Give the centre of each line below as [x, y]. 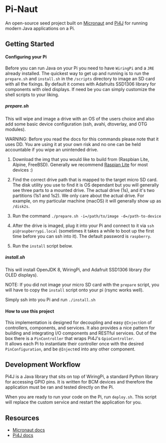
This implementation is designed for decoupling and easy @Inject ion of [78, 322]
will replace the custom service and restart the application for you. [73, 402]
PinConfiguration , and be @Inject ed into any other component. [70, 349]
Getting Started [30, 44]
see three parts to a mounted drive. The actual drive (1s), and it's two [83, 190]
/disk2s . [21, 206]
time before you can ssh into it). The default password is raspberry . [82, 236]
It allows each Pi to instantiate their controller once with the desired [74, 343]
